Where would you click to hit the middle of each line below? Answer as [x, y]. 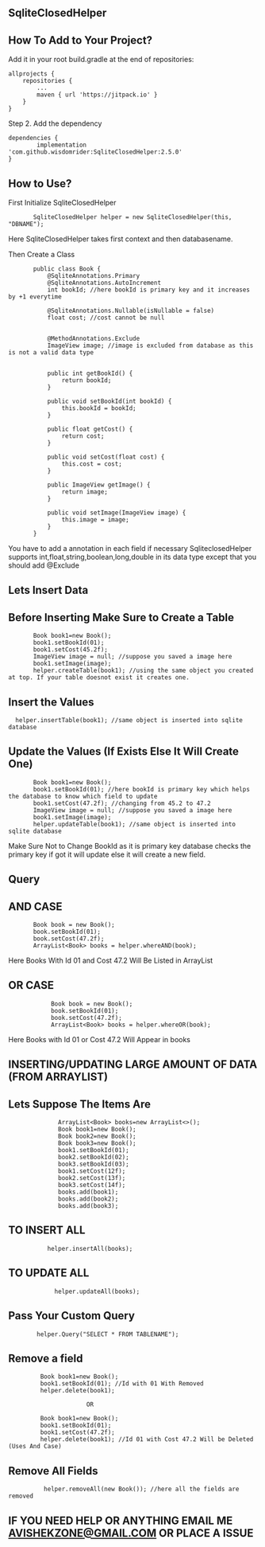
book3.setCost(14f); [92, 1186]
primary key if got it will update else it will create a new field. [107, 854]
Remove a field [46, 1358]
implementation [62, 145]
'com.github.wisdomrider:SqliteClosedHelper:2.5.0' [95, 152]
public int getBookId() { [90, 373]
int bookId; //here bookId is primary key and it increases [148, 290]
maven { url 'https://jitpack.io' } [97, 95]
